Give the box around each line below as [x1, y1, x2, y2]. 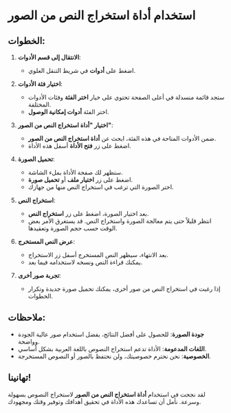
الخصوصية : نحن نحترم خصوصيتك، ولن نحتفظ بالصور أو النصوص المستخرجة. [17, 352, 212, 360]
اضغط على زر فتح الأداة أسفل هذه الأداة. [27, 142, 131, 150]
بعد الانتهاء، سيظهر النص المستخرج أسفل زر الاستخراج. [27, 251, 169, 258]
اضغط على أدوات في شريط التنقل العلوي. [27, 67, 136, 74]
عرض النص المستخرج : [17, 238, 75, 245]
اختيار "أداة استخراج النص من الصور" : [17, 121, 113, 129]
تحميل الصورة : [17, 155, 55, 163]
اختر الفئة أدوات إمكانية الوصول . [27, 108, 109, 115]
